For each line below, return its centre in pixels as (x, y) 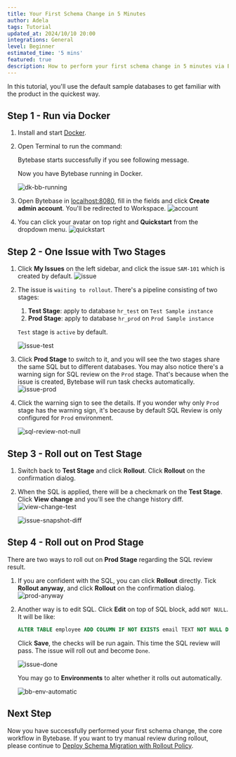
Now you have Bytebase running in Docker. (80, 174)
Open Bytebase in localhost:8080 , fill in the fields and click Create (113, 201)
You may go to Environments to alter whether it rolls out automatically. (120, 677)
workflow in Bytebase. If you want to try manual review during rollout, (108, 738)
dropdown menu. (42, 230)
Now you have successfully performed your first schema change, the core (115, 730)
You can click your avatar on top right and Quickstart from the (108, 222)
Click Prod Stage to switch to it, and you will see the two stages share (118, 359)
